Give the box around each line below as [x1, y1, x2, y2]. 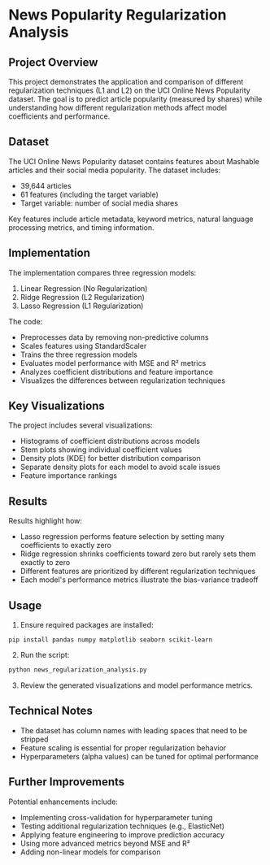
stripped [20, 734, 49, 744]
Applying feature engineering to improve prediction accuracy [20, 829, 225, 839]
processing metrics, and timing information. [8, 222, 155, 233]
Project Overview [8, 55, 98, 69]
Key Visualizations [8, 399, 106, 413]
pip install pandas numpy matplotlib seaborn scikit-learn [8, 636, 213, 644]
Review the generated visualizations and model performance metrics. [20, 680, 254, 690]
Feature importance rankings [20, 471, 118, 480]
